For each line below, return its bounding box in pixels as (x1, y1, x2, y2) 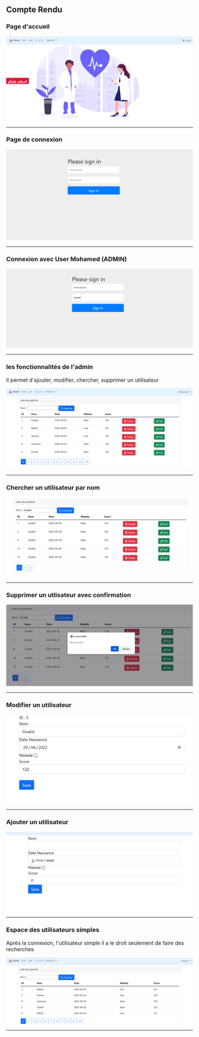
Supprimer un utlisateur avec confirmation (6, 591, 131, 599)
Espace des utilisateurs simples (6, 926, 99, 934)
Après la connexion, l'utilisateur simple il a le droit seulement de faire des (6, 939, 185, 946)
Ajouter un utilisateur (6, 818, 69, 826)
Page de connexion (6, 136, 63, 144)
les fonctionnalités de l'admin (6, 363, 94, 371)
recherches (6, 945, 34, 953)
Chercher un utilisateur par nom (6, 484, 100, 492)
